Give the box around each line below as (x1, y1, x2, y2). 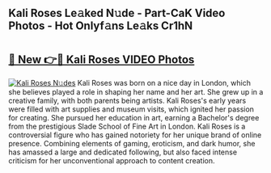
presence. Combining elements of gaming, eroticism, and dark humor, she (8, 139, 256, 148)
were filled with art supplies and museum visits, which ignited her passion (8, 104, 255, 114)
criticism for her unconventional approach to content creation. (8, 156, 215, 165)
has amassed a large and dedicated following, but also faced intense (8, 147, 237, 157)
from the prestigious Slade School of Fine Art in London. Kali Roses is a (8, 121, 246, 131)
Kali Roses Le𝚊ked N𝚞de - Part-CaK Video (8, 6, 226, 20)
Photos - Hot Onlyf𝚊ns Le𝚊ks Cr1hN (8, 19, 193, 33)
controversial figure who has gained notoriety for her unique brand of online (8, 130, 262, 140)
